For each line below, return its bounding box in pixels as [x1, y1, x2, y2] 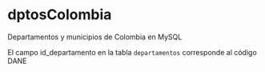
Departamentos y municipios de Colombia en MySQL [7, 32, 183, 42]
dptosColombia [7, 6, 112, 24]
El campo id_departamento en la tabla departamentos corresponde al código [7, 47, 257, 57]
